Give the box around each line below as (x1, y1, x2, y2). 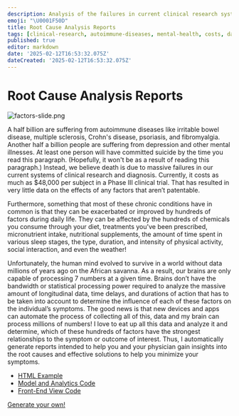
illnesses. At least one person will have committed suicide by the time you (7, 148, 224, 156)
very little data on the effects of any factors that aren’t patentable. (7, 186, 201, 194)
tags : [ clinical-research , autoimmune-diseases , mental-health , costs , (7, 30, 224, 38)
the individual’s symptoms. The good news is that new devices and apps (7, 304, 220, 313)
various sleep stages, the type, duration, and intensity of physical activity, (7, 237, 224, 246)
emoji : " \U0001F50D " (7, 17, 69, 24)
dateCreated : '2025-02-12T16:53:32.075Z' (7, 57, 132, 64)
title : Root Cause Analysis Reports (7, 24, 116, 31)
